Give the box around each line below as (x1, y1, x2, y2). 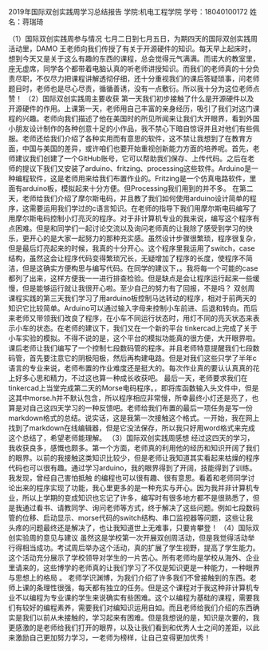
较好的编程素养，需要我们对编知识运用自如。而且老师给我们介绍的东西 (22, 603, 253, 612)
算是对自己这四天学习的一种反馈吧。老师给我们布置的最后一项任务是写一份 (8, 403, 253, 413)
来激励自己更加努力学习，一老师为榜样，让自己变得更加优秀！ (8, 633, 211, 642)
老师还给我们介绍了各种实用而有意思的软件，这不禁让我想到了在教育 (22, 134, 246, 143)
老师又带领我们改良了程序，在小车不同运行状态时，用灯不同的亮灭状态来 (14, 314, 253, 323)
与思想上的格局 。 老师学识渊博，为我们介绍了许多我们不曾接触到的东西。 (8, 573, 250, 582)
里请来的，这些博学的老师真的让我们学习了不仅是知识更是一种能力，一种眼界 (8, 563, 260, 573)
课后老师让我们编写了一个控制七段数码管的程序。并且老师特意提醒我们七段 (8, 343, 253, 353)
